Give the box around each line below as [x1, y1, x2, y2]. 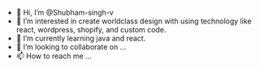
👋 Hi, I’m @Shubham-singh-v [15, 8, 114, 17]
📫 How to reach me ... [15, 51, 92, 61]
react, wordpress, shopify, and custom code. [15, 25, 167, 34]
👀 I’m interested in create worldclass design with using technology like [15, 16, 252, 26]
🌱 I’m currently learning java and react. [15, 33, 146, 43]
